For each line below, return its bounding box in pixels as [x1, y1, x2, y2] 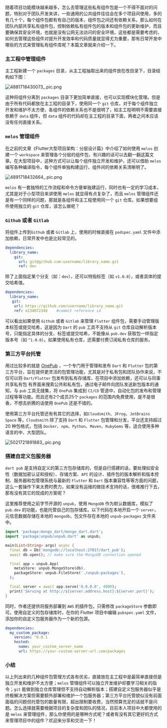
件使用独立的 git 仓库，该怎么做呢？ [5, 203, 80, 209]
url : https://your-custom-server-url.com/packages [18, 649, 126, 654]
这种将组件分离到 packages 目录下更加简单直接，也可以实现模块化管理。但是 [5, 94, 161, 100]
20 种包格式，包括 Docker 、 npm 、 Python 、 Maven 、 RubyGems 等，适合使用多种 [5, 423, 160, 429]
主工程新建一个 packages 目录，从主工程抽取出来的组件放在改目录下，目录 [5, 68, 157, 74]
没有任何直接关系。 [5, 119, 45, 125]
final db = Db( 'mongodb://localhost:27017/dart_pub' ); [9, 547, 126, 553]
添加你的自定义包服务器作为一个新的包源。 [5, 616, 92, 622]
